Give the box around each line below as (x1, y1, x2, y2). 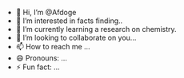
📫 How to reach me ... (15, 42, 90, 51)
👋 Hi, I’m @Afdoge (15, 8, 77, 17)
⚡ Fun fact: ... (15, 62, 60, 72)
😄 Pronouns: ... (15, 53, 68, 63)
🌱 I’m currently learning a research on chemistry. (15, 25, 178, 33)
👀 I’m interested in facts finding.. (15, 16, 123, 25)
